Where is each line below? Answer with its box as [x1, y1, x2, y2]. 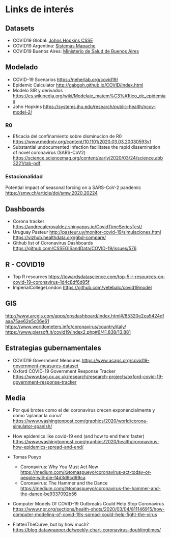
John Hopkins [12, 103, 42, 110]
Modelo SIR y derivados [12, 87, 63, 93]
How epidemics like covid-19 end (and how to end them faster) [12, 433, 145, 439]
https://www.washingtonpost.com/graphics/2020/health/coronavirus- [12, 439, 160, 445]
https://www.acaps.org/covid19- [81, 357, 150, 363]
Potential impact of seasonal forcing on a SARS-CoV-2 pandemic [5, 184, 141, 191]
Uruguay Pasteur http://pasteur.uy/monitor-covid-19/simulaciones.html [12, 229, 161, 235]
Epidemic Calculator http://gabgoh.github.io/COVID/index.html [12, 82, 144, 88]
